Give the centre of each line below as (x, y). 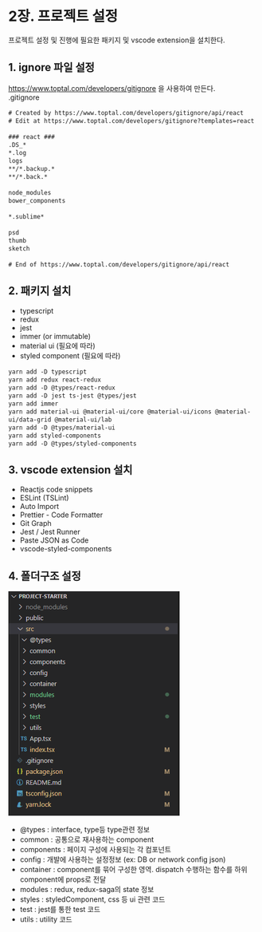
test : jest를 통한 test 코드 (60, 910)
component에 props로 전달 (63, 879)
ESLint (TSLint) (44, 498)
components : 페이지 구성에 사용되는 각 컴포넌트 (95, 850)
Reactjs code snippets (56, 490)
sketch (19, 248)
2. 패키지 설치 (40, 291)
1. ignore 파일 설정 (52, 67)
